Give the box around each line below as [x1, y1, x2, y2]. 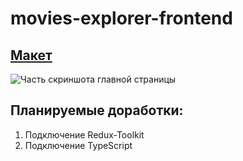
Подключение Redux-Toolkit [24, 128, 145, 141]
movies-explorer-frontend [10, 7, 233, 30]
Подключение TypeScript [24, 139, 133, 151]
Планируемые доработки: [10, 102, 184, 119]
